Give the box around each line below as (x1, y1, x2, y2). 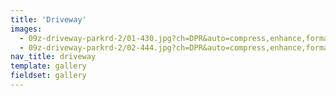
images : (10, 24, 43, 34)
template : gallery (10, 61, 87, 71)
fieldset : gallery (10, 71, 87, 81)
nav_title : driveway (10, 52, 97, 62)
